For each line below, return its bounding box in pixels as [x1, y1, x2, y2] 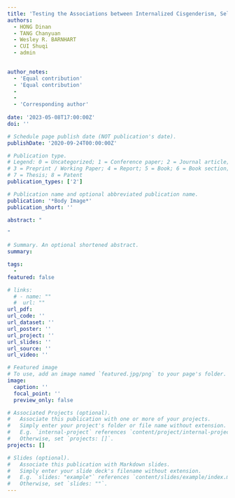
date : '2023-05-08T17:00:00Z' [7, 114, 96, 121]
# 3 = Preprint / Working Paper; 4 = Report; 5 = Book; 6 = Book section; [7, 165, 230, 172]
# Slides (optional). [7, 454, 71, 462]
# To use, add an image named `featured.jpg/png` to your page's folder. [7, 371, 227, 378]
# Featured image [7, 364, 58, 371]
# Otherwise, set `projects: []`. [7, 435, 114, 442]
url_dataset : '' [7, 319, 55, 326]
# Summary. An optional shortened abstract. [7, 242, 139, 249]
